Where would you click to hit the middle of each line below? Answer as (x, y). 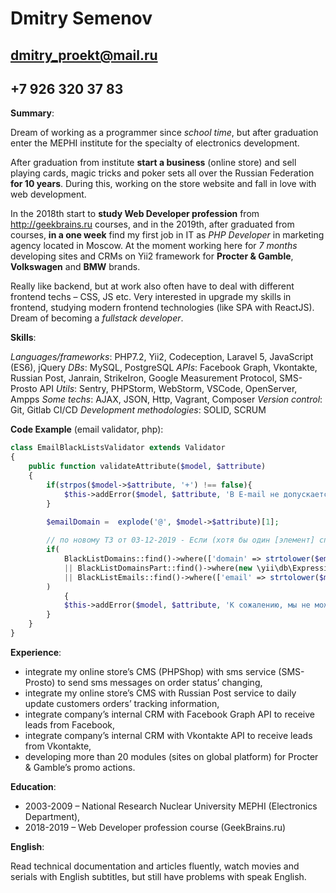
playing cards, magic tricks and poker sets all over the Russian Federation (162, 173)
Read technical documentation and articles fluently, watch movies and (155, 866)
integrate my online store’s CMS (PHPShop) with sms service (150, 671)
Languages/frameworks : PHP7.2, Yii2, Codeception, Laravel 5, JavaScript (162, 357)
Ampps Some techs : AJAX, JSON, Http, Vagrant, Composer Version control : (166, 399)
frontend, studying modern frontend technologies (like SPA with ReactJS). (162, 308)
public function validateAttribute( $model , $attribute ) (147, 467)
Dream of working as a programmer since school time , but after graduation (164, 133)
